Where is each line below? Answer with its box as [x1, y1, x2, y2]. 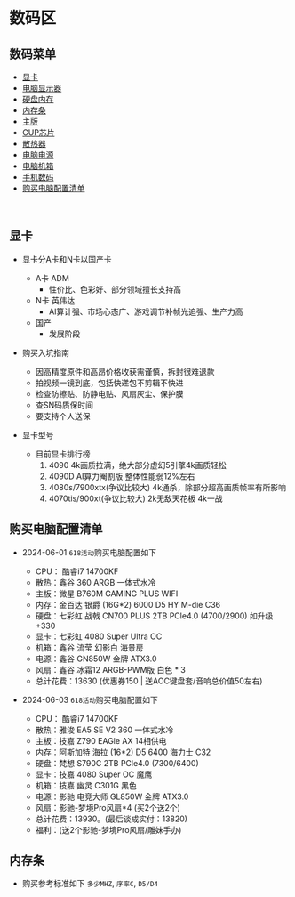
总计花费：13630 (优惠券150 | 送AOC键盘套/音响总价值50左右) [35, 675, 263, 686]
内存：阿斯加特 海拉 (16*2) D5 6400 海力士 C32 [35, 747, 211, 757]
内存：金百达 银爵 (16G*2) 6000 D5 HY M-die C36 [35, 599, 221, 610]
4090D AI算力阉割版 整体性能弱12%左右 [48, 471, 195, 481]
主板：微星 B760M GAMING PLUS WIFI [35, 588, 179, 599]
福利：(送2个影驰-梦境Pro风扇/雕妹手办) [35, 824, 182, 835]
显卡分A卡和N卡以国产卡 [21, 254, 113, 264]
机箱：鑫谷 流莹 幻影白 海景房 [35, 642, 144, 652]
